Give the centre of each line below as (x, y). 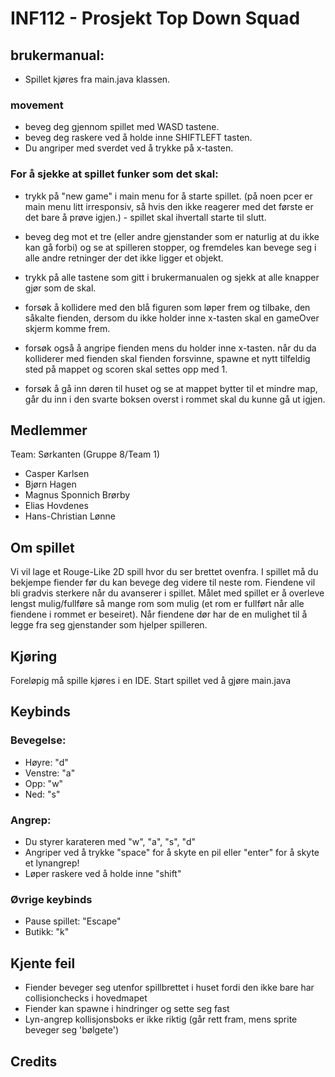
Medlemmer (49, 430)
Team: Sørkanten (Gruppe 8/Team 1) (85, 454)
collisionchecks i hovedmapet (86, 998)
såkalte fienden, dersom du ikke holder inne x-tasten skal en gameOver (172, 318)
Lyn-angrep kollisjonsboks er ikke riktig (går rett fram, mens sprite (161, 1019)
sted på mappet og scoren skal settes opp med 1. (126, 369)
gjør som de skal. (60, 288)
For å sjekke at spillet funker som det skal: (114, 174)
